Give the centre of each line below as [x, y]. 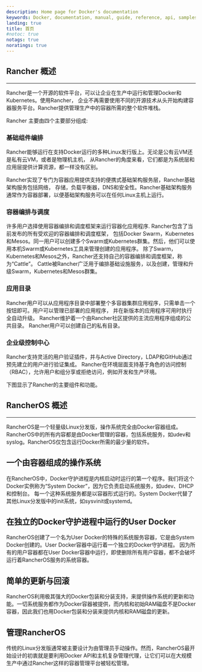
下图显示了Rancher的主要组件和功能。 [54, 385]
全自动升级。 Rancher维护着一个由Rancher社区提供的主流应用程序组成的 [96, 318]
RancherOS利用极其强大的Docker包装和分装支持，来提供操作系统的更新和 [98, 597]
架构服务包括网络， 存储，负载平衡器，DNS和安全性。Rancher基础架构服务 [99, 187]
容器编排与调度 [28, 212]
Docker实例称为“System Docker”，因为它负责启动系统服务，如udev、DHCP [100, 486]
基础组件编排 [25, 137]
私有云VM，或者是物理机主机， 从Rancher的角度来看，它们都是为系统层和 [103, 159]
